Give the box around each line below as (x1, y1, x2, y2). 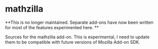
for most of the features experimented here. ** (5, 24, 99, 30)
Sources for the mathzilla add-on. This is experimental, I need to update (5, 34, 150, 40)
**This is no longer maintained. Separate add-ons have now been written (5, 19, 154, 25)
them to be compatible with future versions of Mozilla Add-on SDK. (5, 39, 140, 45)
